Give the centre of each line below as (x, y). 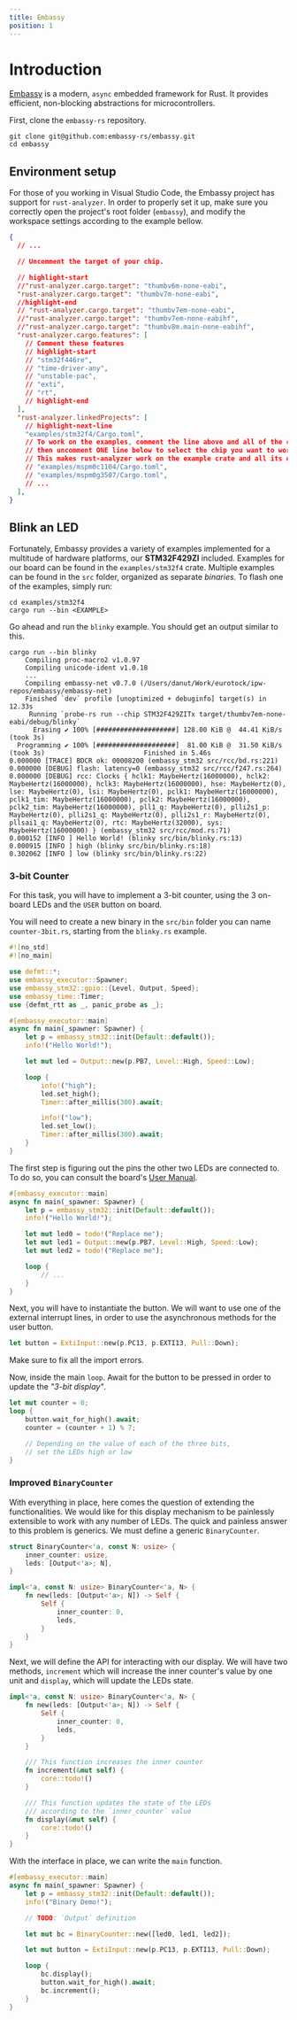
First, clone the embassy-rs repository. (78, 120)
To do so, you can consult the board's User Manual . (103, 1177)
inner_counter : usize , (67, 1555)
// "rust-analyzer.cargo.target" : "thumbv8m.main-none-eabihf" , (136, 327)
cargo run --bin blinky (53, 653)
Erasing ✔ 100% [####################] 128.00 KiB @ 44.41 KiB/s (157, 730)
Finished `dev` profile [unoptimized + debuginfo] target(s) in (146, 699)
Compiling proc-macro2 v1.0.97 (83, 661)
